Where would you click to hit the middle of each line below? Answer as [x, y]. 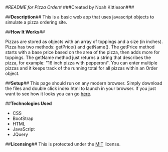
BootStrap [23, 118]
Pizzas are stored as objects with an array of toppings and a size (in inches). [84, 41]
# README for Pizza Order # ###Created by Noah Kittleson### [70, 7]
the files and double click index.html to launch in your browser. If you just [81, 88]
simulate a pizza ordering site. [36, 22]
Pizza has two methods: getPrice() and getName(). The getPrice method [80, 47]
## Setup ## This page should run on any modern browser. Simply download [84, 83]
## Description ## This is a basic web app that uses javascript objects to [80, 17]
